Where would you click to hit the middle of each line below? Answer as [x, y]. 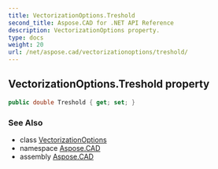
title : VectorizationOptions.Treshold [72, 15]
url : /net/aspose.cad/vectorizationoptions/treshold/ [98, 52]
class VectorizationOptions [63, 140]
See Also [26, 122]
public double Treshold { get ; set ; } [72, 102]
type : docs [26, 38]
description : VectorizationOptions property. [84, 30]
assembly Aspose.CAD [57, 156]
